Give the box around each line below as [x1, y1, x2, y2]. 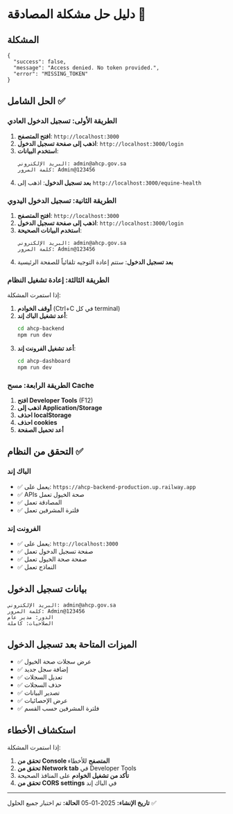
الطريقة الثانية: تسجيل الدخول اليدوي [7, 196, 116, 205]
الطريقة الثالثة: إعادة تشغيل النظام [7, 275, 110, 285]
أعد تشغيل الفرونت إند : [17, 344, 76, 353]
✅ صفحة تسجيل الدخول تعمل [17, 548, 94, 556]
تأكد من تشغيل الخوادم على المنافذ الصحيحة [17, 771, 130, 779]
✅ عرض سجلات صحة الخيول [17, 657, 92, 665]
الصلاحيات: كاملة [7, 620, 54, 627]
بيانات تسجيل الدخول [7, 583, 87, 595]
